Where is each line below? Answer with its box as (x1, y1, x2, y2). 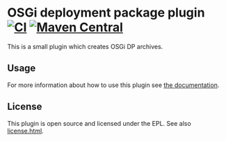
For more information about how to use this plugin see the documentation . (7, 81, 220, 89)
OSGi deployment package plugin (7, 5, 205, 21)
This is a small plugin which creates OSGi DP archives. (7, 42, 163, 50)
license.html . (7, 126, 44, 135)
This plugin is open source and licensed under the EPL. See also (7, 119, 191, 127)
